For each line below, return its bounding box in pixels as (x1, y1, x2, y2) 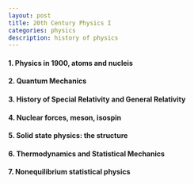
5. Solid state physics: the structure (8, 131, 128, 140)
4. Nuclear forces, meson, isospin (8, 113, 122, 122)
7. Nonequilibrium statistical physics (8, 167, 131, 177)
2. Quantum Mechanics (8, 76, 87, 86)
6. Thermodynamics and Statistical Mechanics (8, 148, 165, 159)
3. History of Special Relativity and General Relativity (8, 94, 186, 104)
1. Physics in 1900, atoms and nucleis (8, 58, 133, 67)
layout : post (8, 11, 51, 20)
